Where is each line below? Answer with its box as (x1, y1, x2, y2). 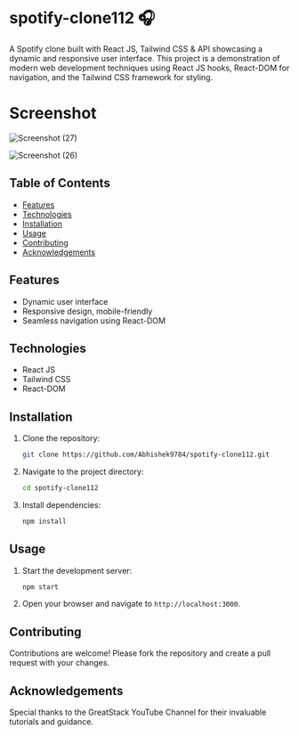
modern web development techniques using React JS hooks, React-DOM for (9, 62, 290, 73)
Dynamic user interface (21, 296, 109, 307)
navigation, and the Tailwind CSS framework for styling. (9, 71, 214, 82)
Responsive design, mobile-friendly (21, 306, 153, 316)
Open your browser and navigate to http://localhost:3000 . (21, 599, 240, 609)
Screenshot (9, 103, 97, 124)
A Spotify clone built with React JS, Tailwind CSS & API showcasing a (9, 43, 263, 54)
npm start (21, 582, 60, 592)
